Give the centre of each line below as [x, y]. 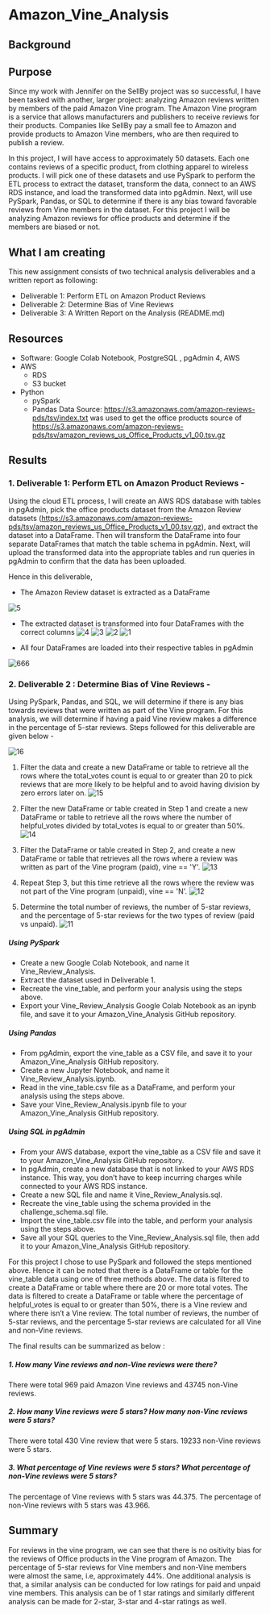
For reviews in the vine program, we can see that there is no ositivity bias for [135, 1549]
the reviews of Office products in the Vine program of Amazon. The [120, 1558]
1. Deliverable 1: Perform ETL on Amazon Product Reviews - [127, 483]
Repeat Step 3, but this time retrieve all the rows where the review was [137, 882]
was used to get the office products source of [166, 418]
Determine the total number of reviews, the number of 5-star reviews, [135, 907]
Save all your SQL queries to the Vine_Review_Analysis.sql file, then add [139, 1237]
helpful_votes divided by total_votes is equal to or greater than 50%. [133, 826]
